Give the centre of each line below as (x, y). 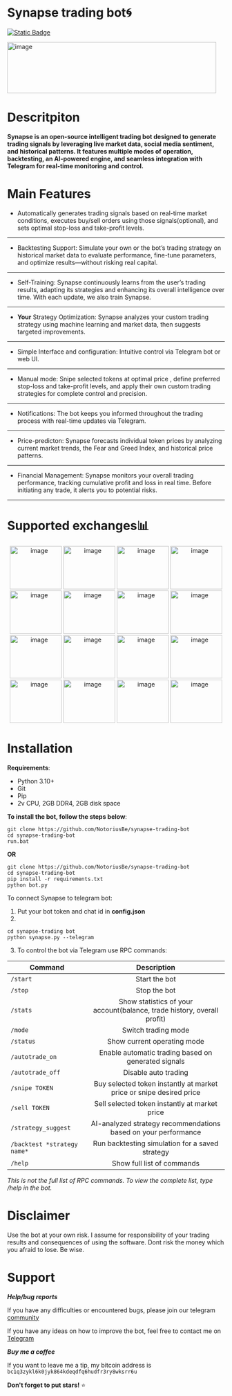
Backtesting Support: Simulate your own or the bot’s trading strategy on (119, 248)
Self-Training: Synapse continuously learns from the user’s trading (111, 282)
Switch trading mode (156, 1030)
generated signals (156, 1061)
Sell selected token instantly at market (156, 1103)
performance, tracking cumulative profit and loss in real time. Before (114, 482)
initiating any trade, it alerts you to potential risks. (87, 490)
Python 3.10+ (36, 781)
